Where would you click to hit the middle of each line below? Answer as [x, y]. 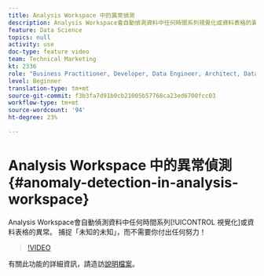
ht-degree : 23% [33, 118]
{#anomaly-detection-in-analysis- [123, 183]
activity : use [31, 45]
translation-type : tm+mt [49, 88]
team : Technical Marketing [52, 60]
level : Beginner [35, 81]
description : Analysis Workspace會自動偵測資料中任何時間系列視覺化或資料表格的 [130, 23]
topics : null [29, 37]
